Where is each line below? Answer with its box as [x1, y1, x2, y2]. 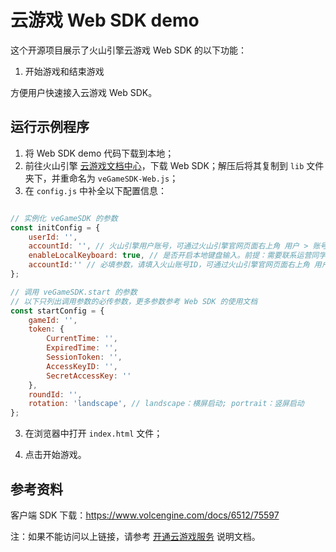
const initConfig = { [10, 222, 101, 233]
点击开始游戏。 [24, 449, 87, 461]
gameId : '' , [28, 315, 78, 325]
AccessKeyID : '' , [46, 361, 118, 371]
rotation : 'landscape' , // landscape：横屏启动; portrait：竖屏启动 [28, 399, 305, 409]
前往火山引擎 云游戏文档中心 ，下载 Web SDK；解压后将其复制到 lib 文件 [24, 159, 325, 171]
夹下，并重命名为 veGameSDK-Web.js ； [24, 172, 179, 184]
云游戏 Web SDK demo [10, 9, 200, 32]
